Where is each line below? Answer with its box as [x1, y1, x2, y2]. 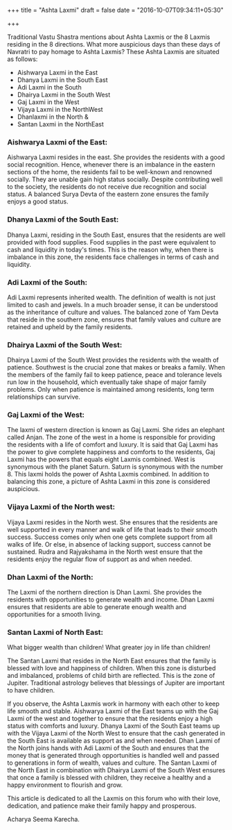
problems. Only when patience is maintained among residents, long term [7, 385, 215, 394]
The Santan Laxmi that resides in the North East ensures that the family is [7, 656, 217, 665]
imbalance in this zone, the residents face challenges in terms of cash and [7, 253, 220, 261]
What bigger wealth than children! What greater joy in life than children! [7, 643, 211, 651]
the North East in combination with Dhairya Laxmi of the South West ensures [7, 766, 226, 774]
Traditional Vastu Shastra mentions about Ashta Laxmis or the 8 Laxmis [7, 33, 211, 41]
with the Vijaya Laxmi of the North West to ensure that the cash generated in [7, 729, 226, 738]
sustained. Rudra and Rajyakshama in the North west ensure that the [7, 547, 203, 556]
